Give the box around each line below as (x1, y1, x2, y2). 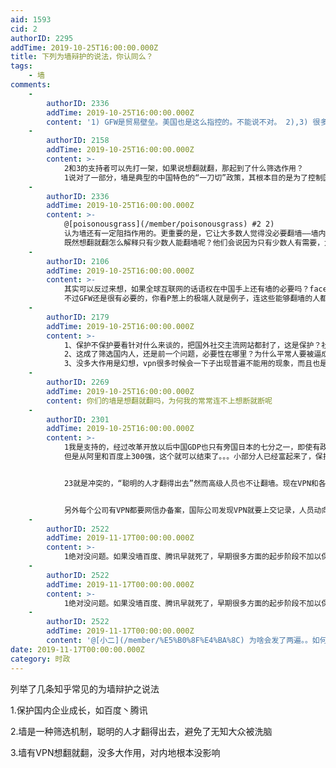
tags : (10, 61, 33, 71)
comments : (10, 80, 52, 90)
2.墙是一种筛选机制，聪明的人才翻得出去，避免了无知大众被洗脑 (10, 725, 273, 737)
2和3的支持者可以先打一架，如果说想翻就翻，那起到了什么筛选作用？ (63, 163, 304, 173)
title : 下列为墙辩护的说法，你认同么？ (10, 52, 154, 62)
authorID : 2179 (46, 312, 110, 322)
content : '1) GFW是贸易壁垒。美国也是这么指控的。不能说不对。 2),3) (46, 117, 309, 127)
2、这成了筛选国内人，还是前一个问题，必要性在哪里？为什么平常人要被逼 (63, 349, 322, 360)
